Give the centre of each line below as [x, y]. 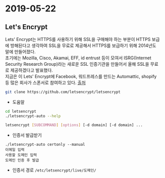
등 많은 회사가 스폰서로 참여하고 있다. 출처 [45, 83]
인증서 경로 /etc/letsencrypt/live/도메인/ [54, 170]
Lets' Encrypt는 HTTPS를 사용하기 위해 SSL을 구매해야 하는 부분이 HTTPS [78, 39]
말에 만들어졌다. [21, 52]
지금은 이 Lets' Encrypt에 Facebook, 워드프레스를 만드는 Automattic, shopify [81, 76]
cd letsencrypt [21, 111]
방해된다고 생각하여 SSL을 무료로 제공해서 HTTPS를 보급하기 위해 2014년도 [83, 45]
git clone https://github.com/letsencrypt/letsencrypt [63, 92]
